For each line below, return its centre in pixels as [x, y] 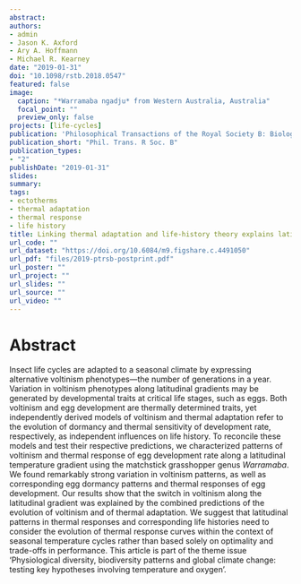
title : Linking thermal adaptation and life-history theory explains [142, 234]
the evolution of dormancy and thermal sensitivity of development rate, [140, 427]
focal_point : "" [47, 109]
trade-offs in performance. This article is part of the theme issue [128, 551]
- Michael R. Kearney [50, 59]
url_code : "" [34, 243]
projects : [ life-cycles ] [56, 126]
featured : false [39, 84]
